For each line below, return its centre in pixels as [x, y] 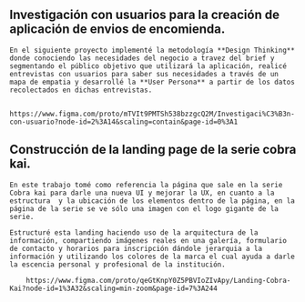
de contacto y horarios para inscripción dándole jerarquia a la [136, 248]
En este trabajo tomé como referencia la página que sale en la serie [146, 185]
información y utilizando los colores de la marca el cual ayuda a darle [152, 257]
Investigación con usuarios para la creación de [145, 15]
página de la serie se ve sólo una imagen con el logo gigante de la [144, 208]
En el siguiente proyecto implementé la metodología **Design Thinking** [152, 50]
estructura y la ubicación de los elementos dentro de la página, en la [152, 201]
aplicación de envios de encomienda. [117, 30]
